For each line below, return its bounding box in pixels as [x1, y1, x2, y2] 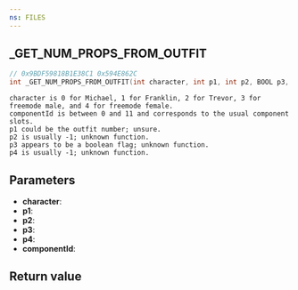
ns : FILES [9, 12, 46, 22]
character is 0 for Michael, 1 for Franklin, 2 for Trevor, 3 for [9, 94, 261, 103]
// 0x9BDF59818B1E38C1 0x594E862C [9, 69, 138, 78]
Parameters [9, 173, 76, 188]
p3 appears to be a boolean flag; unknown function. [9, 141, 210, 149]
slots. [9, 117, 34, 126]
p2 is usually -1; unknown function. [9, 133, 150, 142]
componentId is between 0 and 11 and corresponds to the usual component [9, 109, 290, 118]
